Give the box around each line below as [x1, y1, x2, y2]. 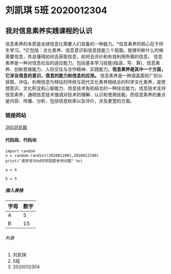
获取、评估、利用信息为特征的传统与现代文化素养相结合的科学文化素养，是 [5, 79, 161, 85]
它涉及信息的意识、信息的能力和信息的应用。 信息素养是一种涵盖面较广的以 [5, 73, 163, 79]
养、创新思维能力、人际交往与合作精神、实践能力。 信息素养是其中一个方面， [5, 66, 166, 72]
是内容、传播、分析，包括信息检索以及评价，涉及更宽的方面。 [5, 98, 135, 104]
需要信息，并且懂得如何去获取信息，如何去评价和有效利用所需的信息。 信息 [5, 54, 163, 59]
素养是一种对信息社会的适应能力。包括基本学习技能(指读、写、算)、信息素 [5, 60, 160, 66]
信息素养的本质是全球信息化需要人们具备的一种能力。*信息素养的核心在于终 [5, 41, 164, 47]
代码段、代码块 [5, 136, 37, 143]
